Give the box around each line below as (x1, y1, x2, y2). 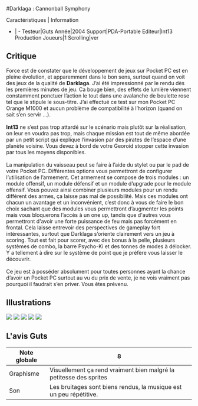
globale (15, 356, 37, 364)
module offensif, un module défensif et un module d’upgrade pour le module (6, 180, 192, 187)
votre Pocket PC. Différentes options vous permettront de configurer (6, 167, 173, 174)
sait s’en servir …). (6, 111, 51, 118)
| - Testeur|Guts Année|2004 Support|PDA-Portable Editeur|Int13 (14, 28, 173, 35)
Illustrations (6, 298, 51, 308)
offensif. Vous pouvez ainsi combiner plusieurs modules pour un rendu (6, 186, 178, 193)
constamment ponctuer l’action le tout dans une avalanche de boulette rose (6, 92, 190, 99)
